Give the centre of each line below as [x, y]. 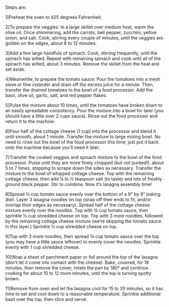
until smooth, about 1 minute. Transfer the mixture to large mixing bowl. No [83, 136]
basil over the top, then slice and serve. [46, 299]
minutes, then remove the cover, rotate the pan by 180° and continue [77, 268]
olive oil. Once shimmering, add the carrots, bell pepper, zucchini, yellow [81, 32]
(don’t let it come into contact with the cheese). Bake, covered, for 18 [77, 262]
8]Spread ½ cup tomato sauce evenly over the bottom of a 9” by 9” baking [83, 194]
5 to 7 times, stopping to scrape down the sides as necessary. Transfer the [83, 168]
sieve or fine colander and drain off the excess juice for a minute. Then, [80, 84]
